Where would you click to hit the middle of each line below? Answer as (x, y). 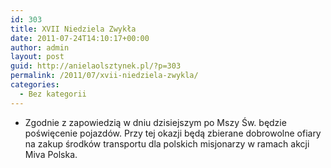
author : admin (40, 47)
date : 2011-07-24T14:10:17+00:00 (80, 38)
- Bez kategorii (53, 94)
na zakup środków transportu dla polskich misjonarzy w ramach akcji (167, 143)
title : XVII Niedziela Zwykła (73, 29)
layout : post (37, 57)
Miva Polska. (51, 154)
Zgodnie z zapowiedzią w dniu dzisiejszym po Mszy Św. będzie (155, 122)
